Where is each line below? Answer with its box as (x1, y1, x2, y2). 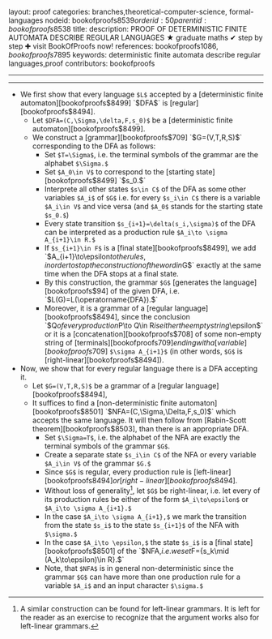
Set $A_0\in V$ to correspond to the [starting (44, 167, 194, 177)
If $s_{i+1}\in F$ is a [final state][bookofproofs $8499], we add (44, 243, 257, 252)
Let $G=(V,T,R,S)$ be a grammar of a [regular (32, 381, 185, 390)
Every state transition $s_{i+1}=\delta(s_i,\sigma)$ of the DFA (44, 219, 257, 228)
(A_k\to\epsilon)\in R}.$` (44, 555, 125, 564)
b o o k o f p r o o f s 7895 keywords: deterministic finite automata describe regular (8, 50, 261, 59)
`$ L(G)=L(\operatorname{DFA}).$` (44, 295, 159, 304)
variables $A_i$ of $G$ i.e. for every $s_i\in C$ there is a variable (44, 193, 261, 202)
